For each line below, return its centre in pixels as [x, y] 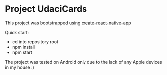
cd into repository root [35, 42]
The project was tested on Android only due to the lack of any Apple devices [83, 62]
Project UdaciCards [46, 9]
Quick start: [17, 32]
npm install [24, 47]
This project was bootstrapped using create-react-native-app [68, 23]
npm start [22, 52]
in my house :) [20, 67]
